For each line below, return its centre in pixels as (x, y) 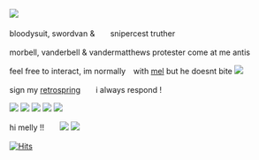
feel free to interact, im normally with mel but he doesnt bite (121, 71)
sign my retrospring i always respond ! (86, 90)
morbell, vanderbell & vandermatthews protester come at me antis (130, 52)
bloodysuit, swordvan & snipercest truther (92, 34)
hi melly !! (27, 127)
